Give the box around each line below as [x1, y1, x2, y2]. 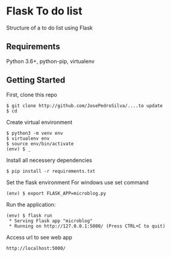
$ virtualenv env [6, 135, 50, 141]
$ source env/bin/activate [6, 140, 74, 147]
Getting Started [6, 75, 66, 85]
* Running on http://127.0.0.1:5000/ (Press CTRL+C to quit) [8, 223, 166, 229]
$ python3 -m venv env [6, 130, 63, 136]
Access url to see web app [6, 234, 72, 241]
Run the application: [6, 200, 56, 208]
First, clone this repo [6, 91, 57, 98]
